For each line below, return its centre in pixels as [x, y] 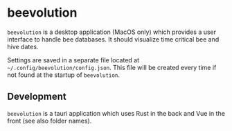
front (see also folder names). [50, 121]
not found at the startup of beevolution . [63, 75]
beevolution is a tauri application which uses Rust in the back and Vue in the [116, 113]
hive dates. [23, 46]
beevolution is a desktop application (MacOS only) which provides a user [112, 32]
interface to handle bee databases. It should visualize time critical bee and [113, 39]
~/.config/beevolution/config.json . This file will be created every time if [112, 67]
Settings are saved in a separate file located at [73, 60]
